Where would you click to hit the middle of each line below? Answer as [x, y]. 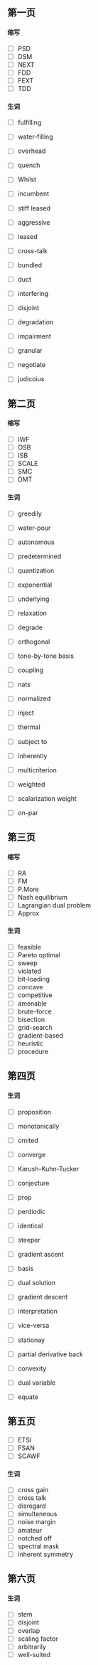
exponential [35, 585]
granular [30, 351]
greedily [30, 514]
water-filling [35, 137]
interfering [33, 293]
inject [26, 713]
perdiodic [32, 1211]
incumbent [33, 193]
